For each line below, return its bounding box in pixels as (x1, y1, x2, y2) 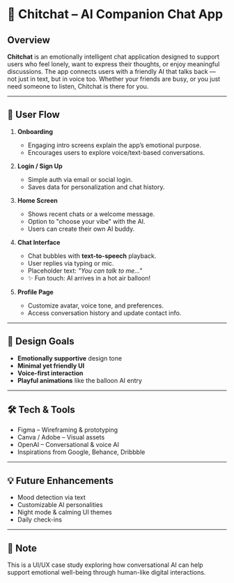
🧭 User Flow (7, 109, 61, 121)
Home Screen (17, 196, 58, 204)
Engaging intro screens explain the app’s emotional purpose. (27, 141, 202, 149)
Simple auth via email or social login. (27, 175, 133, 183)
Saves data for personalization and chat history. (27, 183, 165, 191)
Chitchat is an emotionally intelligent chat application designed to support (7, 52, 219, 61)
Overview (7, 34, 51, 46)
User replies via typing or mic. (27, 259, 114, 267)
